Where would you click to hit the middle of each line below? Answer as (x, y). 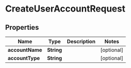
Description (81, 42)
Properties (22, 27)
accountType (24, 58)
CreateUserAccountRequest (65, 9)
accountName (25, 50)
